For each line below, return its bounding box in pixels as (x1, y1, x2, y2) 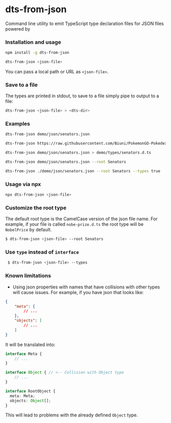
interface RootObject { (5, 388, 56, 393)
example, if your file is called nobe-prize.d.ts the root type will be (5, 221, 144, 227)
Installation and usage (5, 38, 62, 45)
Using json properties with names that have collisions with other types (12, 284, 160, 290)
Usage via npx (5, 180, 41, 188)
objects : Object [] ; (10, 398, 51, 403)
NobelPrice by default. (5, 227, 52, 233)
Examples (5, 120, 31, 127)
